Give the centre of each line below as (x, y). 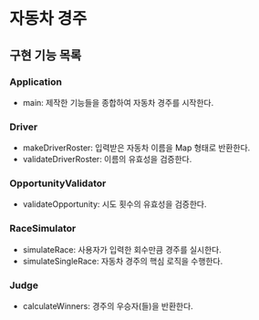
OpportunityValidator (58, 183)
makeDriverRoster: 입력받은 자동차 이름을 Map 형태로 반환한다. (136, 148)
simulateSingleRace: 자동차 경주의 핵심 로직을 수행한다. (123, 261)
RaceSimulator (43, 229)
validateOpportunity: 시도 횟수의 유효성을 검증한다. (114, 204)
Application (36, 81)
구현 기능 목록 (46, 55)
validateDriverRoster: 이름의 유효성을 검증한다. (107, 160)
